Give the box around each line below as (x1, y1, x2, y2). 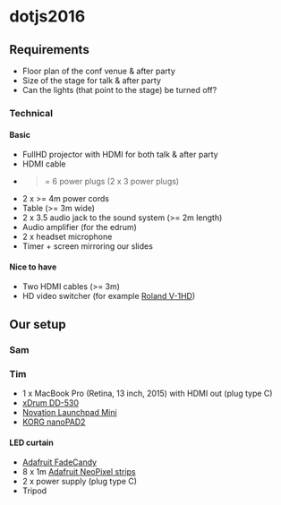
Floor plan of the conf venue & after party (21, 65, 176, 76)
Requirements (9, 42, 89, 57)
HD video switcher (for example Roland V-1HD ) (21, 291, 195, 302)
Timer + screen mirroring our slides (21, 241, 154, 252)
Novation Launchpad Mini (21, 407, 118, 417)
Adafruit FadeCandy (21, 457, 97, 467)
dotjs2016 (9, 6, 86, 27)
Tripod (21, 485, 47, 496)
